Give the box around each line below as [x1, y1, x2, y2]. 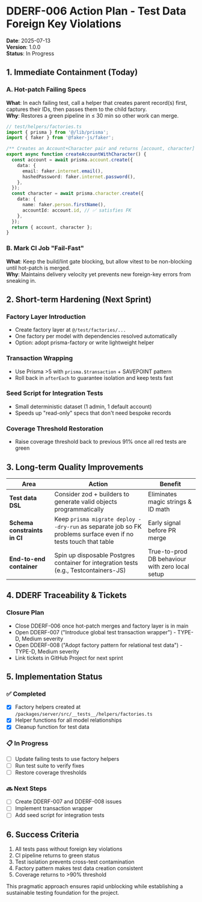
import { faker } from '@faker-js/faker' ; [6, 134, 114, 141]
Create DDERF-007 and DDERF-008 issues [14, 798, 122, 806]
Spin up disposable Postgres [54, 550, 135, 559]
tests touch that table [54, 537, 114, 546]
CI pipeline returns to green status [14, 852, 100, 859]
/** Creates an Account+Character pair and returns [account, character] [6, 146, 195, 152]
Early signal [148, 519, 181, 527]
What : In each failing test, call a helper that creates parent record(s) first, [6, 99, 188, 106]
